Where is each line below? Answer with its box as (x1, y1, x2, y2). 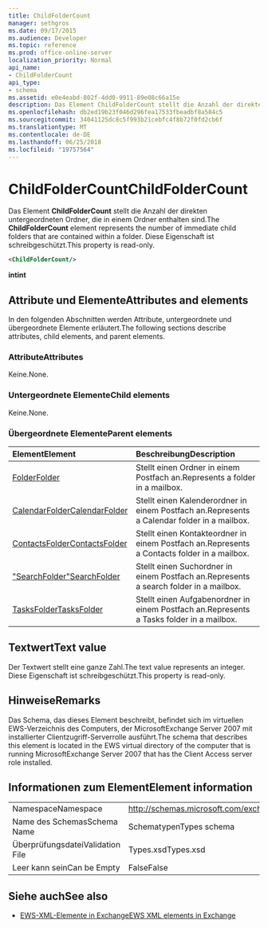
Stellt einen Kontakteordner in (135, 528, 247, 539)
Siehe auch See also (8, 889, 108, 903)
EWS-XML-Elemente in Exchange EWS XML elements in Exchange (19, 910, 236, 920)
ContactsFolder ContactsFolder (12, 537, 128, 548)
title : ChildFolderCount (8, 11, 91, 20)
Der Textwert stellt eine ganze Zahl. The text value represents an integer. (8, 662, 246, 671)
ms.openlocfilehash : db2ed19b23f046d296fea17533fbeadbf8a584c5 (8, 109, 223, 117)
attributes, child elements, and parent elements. (8, 332, 165, 341)
